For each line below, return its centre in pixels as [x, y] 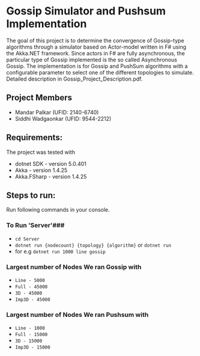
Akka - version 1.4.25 [41, 170]
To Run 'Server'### [35, 226]
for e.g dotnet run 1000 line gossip [60, 251]
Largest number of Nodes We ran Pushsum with [77, 315]
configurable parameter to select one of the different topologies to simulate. [100, 72]
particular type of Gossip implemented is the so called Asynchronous [92, 60]
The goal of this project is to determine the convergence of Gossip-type [95, 40]
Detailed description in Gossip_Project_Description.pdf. [74, 79]
